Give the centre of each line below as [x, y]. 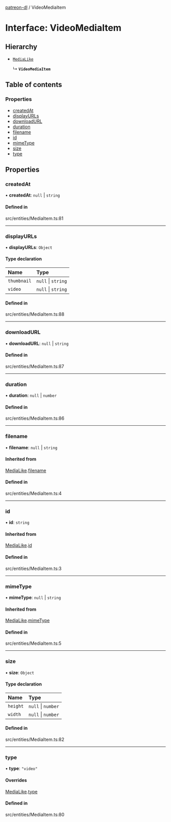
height [16, 706]
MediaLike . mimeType [27, 620]
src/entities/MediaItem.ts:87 [35, 366]
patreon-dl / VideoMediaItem [36, 7]
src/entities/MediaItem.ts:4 [34, 493]
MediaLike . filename [26, 470]
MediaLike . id [19, 545]
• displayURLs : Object [29, 247]
